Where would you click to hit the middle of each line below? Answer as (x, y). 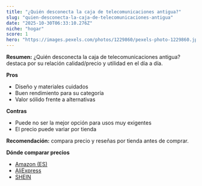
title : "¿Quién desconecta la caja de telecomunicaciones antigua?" (94, 12)
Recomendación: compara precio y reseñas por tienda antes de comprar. (98, 141)
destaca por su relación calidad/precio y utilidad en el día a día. (85, 63)
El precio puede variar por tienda (56, 129)
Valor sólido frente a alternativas (55, 99)
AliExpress (28, 170)
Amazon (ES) (31, 164)
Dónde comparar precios (38, 152)
